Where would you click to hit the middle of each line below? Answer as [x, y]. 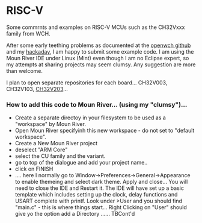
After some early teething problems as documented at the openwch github [99, 45]
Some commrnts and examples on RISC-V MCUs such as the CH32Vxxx [96, 27]
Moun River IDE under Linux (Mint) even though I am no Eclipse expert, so [98, 58]
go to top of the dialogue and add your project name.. [81, 163]
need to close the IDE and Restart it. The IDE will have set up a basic [99, 188]
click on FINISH [34, 169]
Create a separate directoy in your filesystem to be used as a [90, 118]
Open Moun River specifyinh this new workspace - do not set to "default [105, 131]
